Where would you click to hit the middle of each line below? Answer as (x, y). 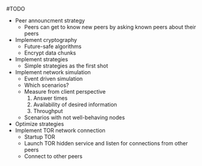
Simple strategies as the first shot (66, 66)
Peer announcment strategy (50, 20)
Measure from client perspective (65, 92)
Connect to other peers (53, 156)
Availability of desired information (75, 105)
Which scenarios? (46, 85)
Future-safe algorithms (53, 46)
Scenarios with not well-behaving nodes (75, 117)
